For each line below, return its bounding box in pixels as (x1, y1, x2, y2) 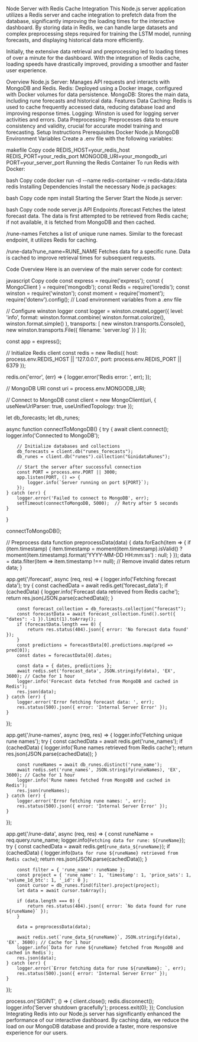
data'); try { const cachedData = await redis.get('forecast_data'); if (6, 582, 168, 589)
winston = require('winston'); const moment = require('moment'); (6, 290, 165, 297)
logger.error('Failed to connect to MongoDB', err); (17, 495, 150, 501)
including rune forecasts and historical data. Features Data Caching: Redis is (6, 97, 192, 104)
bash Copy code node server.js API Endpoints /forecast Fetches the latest (6, 206, 186, 213)
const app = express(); (6, 338, 62, 345)
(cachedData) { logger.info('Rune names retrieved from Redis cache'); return (6, 744, 193, 751)
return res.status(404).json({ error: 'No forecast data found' (27, 627, 189, 633)
